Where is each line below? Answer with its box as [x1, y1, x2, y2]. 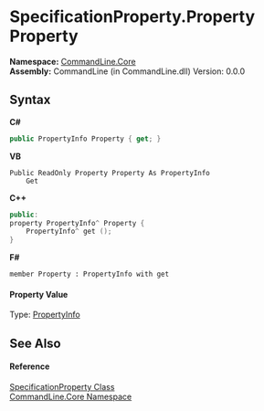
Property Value [9, 289, 69, 300]
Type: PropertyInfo [9, 309, 80, 321]
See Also [9, 335, 61, 351]
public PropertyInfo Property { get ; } [9, 134, 162, 143]
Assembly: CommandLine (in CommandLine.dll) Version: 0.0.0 [9, 66, 246, 77]
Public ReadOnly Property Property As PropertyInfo [9, 168, 210, 177]
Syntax [9, 92, 51, 108]
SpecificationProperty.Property [9, 6, 256, 27]
